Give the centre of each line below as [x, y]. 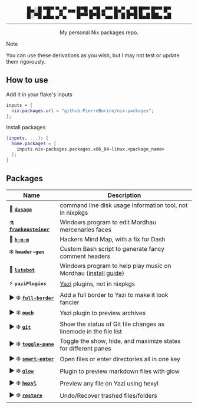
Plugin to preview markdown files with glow [120, 371]
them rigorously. [26, 62]
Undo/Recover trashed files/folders [108, 396]
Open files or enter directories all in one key [120, 359]
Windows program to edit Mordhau [108, 222]
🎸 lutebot [22, 269]
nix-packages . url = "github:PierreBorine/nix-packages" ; [83, 111]
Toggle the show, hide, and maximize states [120, 341]
